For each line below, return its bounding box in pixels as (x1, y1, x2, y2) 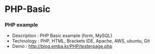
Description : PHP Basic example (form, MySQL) (12, 32, 113, 38)
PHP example (5, 21, 38, 28)
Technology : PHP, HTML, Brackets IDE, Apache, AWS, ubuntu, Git (12, 38, 150, 44)
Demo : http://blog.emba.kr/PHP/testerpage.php (12, 43, 113, 49)
